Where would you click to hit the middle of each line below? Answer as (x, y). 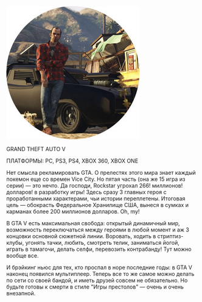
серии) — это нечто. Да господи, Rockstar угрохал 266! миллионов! (95, 185)
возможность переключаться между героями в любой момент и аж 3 (98, 230)
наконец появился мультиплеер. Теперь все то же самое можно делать (100, 274)
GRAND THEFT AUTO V (36, 149)
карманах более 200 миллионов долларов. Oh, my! (73, 211)
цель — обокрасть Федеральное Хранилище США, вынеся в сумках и (97, 205)
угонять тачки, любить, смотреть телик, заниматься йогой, (102, 243)
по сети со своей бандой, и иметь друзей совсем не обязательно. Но (97, 280)
